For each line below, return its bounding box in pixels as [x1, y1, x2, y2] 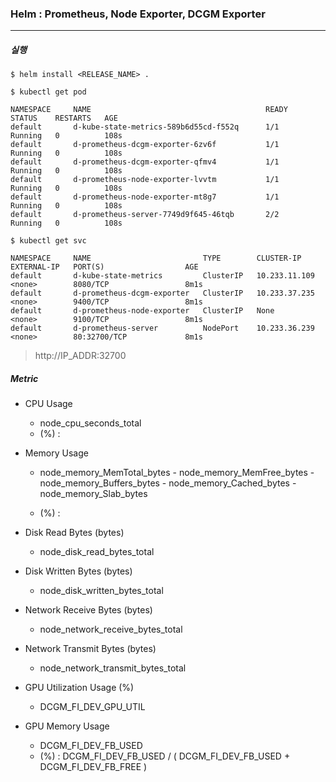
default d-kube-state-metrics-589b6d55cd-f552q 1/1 [10, 122, 280, 132]
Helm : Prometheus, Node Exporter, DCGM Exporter [10, 7, 266, 21]
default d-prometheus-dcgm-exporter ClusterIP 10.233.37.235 [10, 288, 315, 299]
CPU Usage [24, 398, 73, 410]
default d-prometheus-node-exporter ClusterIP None [10, 306, 275, 316]
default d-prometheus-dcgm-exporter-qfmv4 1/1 [10, 157, 280, 167]
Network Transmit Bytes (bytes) [24, 643, 157, 655]
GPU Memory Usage [24, 720, 110, 732]
